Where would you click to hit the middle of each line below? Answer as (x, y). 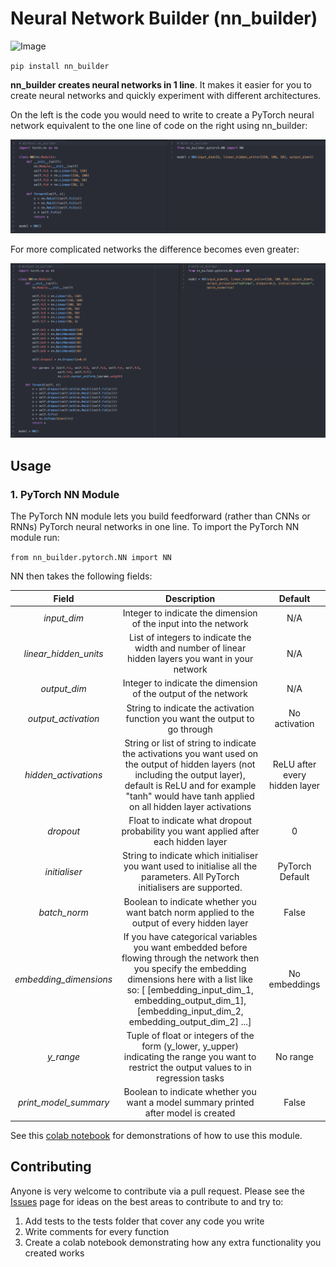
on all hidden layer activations (190, 806)
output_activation (63, 718)
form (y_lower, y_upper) (190, 1046)
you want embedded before (190, 947)
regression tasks (190, 1078)
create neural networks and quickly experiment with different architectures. (166, 95)
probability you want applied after (190, 831)
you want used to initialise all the (190, 866)
